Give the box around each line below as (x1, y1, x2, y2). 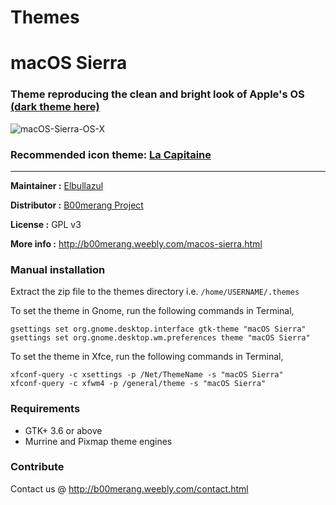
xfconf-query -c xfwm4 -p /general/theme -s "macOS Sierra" (10, 379, 267, 389)
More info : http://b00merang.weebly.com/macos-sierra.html (10, 237, 263, 250)
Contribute (10, 460, 65, 474)
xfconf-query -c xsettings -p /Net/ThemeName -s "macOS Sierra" (10, 370, 284, 380)
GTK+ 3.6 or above (24, 424, 103, 436)
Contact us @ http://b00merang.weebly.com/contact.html (10, 482, 249, 495)
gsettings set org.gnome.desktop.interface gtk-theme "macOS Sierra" (10, 324, 307, 335)
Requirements (10, 402, 81, 416)
